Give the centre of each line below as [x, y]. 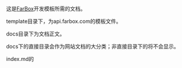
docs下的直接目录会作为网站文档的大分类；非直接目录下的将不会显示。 [93, 46]
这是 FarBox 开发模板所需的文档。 [46, 9]
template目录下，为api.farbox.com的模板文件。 [64, 21]
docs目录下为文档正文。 [36, 34]
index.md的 [20, 59]
